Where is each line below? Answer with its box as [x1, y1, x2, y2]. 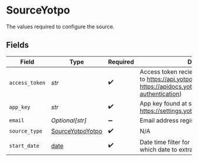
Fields [6, 40, 29, 50]
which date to [139, 145, 178, 153]
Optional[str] [51, 116, 87, 124]
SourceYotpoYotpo [51, 127, 103, 136]
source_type [9, 128, 43, 134]
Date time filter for [139, 138, 190, 146]
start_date [9, 142, 39, 149]
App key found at [139, 99, 187, 107]
